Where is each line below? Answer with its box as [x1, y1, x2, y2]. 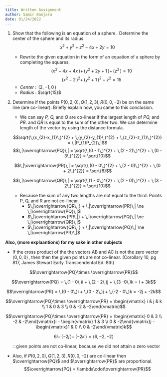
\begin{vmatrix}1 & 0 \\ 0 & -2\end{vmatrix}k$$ [35, 324, 132, 330]
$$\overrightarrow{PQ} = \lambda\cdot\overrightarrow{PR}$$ [24, 366, 151, 372]
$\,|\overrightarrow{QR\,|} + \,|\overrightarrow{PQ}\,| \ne [27, 224, 145, 230]
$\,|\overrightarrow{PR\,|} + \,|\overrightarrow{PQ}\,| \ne [27, 214, 144, 220]
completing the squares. [19, 59, 70, 65]
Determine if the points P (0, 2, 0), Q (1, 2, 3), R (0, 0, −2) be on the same [12, 99, 155, 105]
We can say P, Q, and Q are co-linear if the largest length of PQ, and [19, 114, 160, 120]
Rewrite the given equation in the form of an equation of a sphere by [19, 54, 161, 60]
